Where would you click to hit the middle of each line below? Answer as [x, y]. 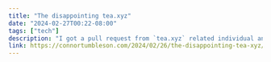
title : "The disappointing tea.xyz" [70, 16]
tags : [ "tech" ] [34, 31]
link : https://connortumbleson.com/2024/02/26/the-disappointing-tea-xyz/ [137, 46]
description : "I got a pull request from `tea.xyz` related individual [131, 38]
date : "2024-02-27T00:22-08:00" [63, 23]
